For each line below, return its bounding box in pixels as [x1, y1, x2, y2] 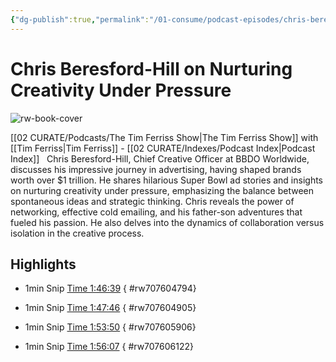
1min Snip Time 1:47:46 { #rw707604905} [24, 302, 197, 314]
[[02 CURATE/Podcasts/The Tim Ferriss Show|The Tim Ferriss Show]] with [10, 131, 319, 143]
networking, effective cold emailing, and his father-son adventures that [10, 206, 303, 218]
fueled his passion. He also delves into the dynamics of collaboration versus [10, 216, 325, 228]
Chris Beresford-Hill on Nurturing [10, 57, 293, 80]
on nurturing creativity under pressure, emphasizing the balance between [10, 184, 314, 196]
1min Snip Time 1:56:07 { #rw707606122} [24, 341, 194, 353]
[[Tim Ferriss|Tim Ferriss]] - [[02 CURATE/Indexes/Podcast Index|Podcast [10, 142, 316, 154]
